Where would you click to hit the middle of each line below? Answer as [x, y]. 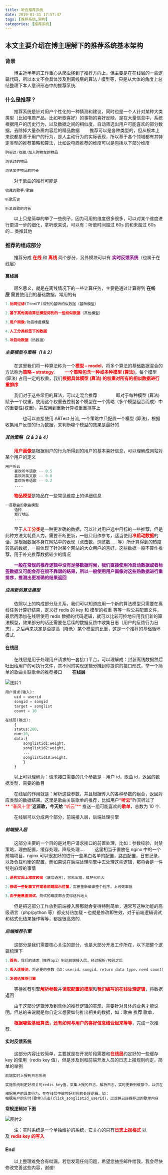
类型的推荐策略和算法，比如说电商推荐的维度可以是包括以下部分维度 [79, 143]
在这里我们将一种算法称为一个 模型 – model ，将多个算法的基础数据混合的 [88, 366]
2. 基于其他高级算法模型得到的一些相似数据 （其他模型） [54, 313]
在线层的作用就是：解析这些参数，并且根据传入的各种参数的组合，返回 [86, 794]
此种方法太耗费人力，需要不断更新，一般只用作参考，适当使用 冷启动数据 [79, 536]
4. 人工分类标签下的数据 [26, 331]
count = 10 [25, 711]
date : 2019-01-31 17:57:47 [33, 15]
